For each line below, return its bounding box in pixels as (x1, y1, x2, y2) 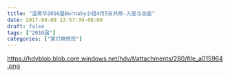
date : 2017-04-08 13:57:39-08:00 (7, 16, 103, 23)
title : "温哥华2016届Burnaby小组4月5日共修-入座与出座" (7, 10, 156, 17)
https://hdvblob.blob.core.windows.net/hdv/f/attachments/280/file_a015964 (7, 54, 224, 63)
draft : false (7, 23, 45, 30)
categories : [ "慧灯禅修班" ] (7, 36, 83, 43)
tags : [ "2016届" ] (7, 29, 56, 36)
